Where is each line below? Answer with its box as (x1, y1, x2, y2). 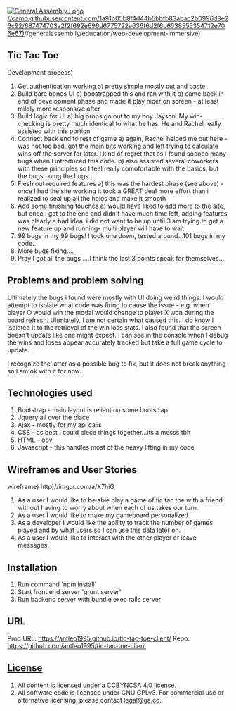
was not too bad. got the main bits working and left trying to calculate (17, 142, 219, 150)
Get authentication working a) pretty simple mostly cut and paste (17, 82, 206, 90)
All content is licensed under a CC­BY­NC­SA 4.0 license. (17, 681, 177, 689)
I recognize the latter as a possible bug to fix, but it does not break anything (7, 359, 226, 368)
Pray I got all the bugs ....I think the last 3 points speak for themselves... (17, 254, 225, 262)
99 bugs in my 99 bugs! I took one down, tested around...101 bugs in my (17, 231, 226, 240)
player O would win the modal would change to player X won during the (7, 308, 214, 316)
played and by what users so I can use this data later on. (17, 526, 181, 535)
